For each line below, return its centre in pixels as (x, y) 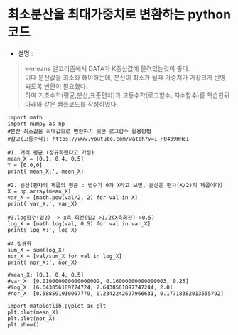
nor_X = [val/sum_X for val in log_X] (65, 256)
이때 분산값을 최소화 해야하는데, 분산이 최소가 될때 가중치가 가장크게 (119, 77)
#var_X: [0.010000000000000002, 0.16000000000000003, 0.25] (98, 281)
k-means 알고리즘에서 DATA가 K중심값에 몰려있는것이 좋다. (107, 68)
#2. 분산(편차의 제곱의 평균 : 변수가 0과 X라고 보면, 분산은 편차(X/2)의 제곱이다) (115, 185)
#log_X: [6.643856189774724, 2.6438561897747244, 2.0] (90, 287)
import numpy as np (36, 124)
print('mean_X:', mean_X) (45, 171)
